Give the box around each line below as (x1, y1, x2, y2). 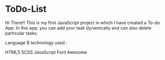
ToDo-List (5, 3, 47, 15)
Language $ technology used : (5, 39, 68, 45)
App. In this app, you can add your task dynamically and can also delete (5, 25, 152, 30)
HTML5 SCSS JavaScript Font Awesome (5, 49, 87, 55)
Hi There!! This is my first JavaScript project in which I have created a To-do (5, 20, 161, 26)
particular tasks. (5, 30, 38, 36)
